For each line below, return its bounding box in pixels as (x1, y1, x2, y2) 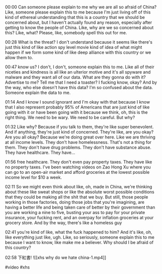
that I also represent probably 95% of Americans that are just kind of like (5, 104, 150, 110)
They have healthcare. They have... (5, 150, 75, 155)
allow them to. (5, 55, 33, 60)
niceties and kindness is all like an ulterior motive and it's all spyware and (5, 69, 151, 75)
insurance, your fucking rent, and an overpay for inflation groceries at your (5, 215, 154, 220)
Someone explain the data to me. (5, 90, 71, 95)
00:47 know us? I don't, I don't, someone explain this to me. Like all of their (5, 64, 155, 70)
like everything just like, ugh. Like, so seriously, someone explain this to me (5, 234, 155, 240)
